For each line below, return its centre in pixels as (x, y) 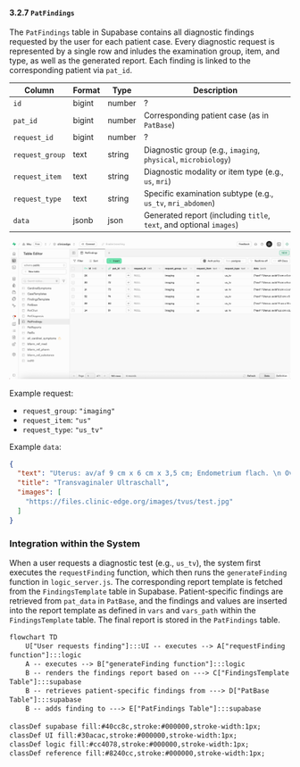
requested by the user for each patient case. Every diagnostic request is (142, 42)
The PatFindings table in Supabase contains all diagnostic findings (132, 32)
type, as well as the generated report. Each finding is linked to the (130, 61)
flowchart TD (33, 637)
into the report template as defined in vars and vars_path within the (133, 610)
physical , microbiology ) (188, 159)
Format (87, 90)
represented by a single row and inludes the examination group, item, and (144, 51)
